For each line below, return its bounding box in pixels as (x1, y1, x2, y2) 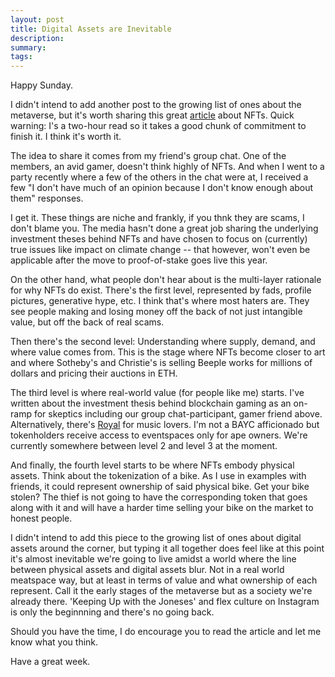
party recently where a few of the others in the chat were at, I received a (10, 171, 309, 183)
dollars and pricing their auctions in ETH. (10, 367, 178, 380)
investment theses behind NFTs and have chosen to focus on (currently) (10, 233, 308, 245)
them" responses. (10, 192, 84, 205)
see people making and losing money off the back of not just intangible (10, 306, 303, 318)
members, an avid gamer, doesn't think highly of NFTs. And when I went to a (10, 161, 325, 173)
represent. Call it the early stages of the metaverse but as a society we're (10, 585, 313, 597)
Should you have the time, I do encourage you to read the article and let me (10, 626, 322, 638)
